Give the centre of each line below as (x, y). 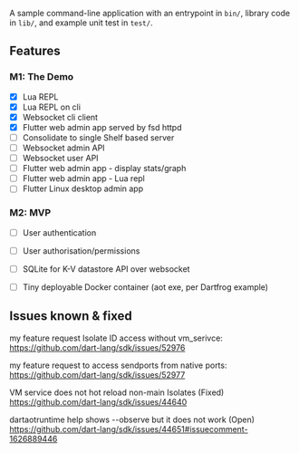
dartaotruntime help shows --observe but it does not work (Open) (132, 419)
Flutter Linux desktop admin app (83, 188)
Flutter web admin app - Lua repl (83, 178)
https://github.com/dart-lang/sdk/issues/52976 (97, 347)
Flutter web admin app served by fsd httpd (102, 127)
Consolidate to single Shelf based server (98, 137)
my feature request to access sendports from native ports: (118, 365)
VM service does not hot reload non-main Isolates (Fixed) (117, 392)
